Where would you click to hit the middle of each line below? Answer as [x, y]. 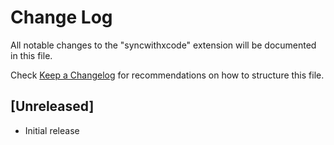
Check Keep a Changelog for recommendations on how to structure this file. [167, 75]
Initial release [52, 130]
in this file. [31, 55]
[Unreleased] [52, 106]
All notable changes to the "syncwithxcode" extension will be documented [163, 45]
